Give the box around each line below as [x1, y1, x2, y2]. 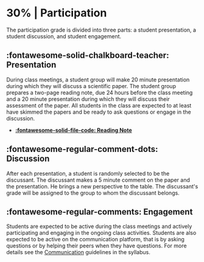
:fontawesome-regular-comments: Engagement [6, 207, 193, 217]
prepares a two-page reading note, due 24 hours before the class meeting [6, 89, 193, 96]
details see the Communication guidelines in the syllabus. [6, 249, 150, 256]
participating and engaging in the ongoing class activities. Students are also [6, 229, 197, 236]
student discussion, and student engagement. [6, 32, 122, 40]
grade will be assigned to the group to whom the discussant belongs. [6, 189, 180, 196]
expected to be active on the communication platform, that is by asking [6, 236, 185, 243]
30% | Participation [6, 6, 107, 20]
